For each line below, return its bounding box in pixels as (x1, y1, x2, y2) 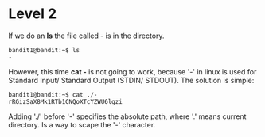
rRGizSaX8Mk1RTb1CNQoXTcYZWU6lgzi (8, 97, 123, 105)
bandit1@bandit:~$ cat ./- (8, 90, 98, 99)
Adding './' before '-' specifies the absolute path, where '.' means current (8, 112, 247, 121)
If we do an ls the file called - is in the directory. (8, 31, 165, 40)
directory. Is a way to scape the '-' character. (8, 120, 156, 129)
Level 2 (8, 5, 57, 23)
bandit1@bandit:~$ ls (8, 46, 80, 54)
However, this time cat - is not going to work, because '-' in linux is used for (8, 67, 257, 76)
